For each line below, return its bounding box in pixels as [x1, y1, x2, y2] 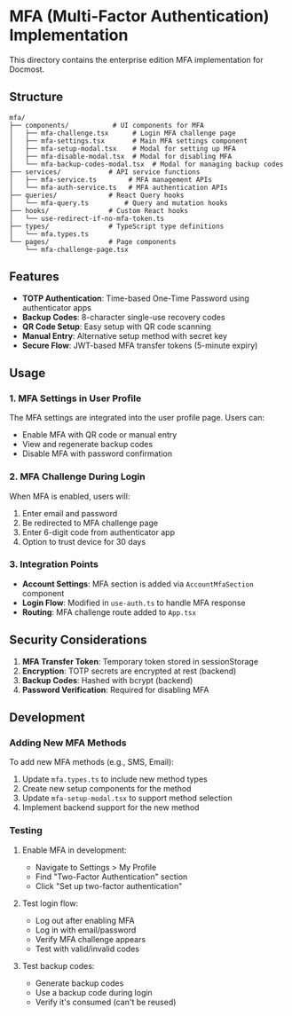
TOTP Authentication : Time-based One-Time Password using [21, 293, 250, 303]
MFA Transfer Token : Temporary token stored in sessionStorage [21, 656, 259, 666]
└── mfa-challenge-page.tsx [25, 245, 129, 254]
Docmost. [9, 64, 45, 75]
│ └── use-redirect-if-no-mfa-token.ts [9, 214, 165, 223]
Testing [9, 824, 43, 837]
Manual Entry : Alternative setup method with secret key [21, 330, 228, 341]
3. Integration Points [9, 558, 99, 571]
